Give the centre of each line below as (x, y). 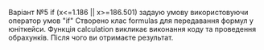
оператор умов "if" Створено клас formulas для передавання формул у (131, 21)
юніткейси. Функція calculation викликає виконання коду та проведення (132, 29)
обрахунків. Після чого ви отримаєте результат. (91, 37)
